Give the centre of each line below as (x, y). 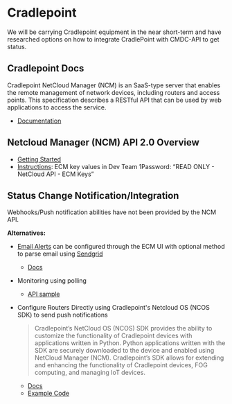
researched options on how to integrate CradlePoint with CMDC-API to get (113, 39)
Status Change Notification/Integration (93, 195)
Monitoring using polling (52, 281)
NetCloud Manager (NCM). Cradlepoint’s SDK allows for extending (129, 358)
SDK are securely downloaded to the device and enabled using (124, 351)
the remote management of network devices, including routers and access (114, 92)
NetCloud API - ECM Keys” (55, 174)
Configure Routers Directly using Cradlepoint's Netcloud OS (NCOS (113, 308)
